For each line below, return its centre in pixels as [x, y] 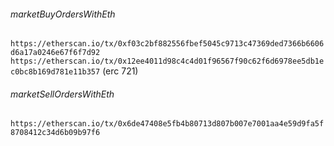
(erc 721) [120, 71]
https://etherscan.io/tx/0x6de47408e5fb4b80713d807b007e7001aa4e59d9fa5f [167, 124]
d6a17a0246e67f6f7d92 [55, 53]
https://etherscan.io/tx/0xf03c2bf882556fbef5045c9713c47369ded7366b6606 [167, 44]
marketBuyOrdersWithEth [63, 14]
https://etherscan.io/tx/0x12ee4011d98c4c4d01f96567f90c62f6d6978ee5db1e [167, 61]
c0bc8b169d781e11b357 [55, 72]
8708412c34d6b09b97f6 [55, 133]
